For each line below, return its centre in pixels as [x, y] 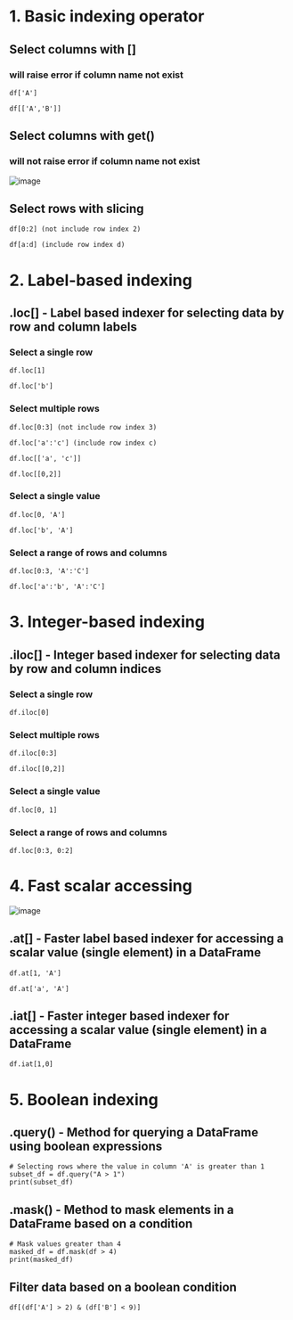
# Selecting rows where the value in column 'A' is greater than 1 [137, 1167]
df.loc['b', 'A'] [41, 530]
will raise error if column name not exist [97, 75]
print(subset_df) [41, 1183]
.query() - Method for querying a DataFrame [134, 1132]
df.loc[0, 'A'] [37, 514]
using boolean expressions [86, 1147]
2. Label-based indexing [101, 280]
